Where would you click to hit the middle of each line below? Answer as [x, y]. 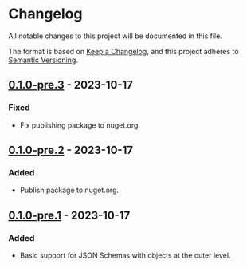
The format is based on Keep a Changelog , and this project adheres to [123, 51]
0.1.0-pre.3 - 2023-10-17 [71, 85]
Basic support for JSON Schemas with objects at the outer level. [125, 255]
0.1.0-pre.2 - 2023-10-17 [71, 150]
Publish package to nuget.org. [69, 190]
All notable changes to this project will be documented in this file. [116, 36]
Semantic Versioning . [43, 60]
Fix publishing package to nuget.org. [80, 125]
